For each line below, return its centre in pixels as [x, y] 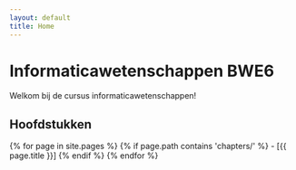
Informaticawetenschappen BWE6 [142, 71]
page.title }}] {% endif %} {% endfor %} [84, 156]
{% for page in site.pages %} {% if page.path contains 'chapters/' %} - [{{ [148, 146]
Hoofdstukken [51, 124]
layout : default [40, 18]
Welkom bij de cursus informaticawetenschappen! [103, 96]
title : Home [32, 26]
